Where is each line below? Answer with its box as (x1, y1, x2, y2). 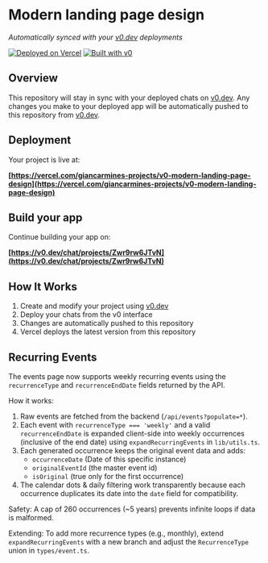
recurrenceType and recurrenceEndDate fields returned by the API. (8, 381, 225, 390)
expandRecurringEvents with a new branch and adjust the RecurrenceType (8, 537, 249, 546)
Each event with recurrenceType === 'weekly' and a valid (19, 420, 211, 429)
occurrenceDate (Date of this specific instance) (31, 454, 187, 464)
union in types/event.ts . (8, 546, 90, 555)
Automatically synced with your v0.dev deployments (8, 32, 183, 42)
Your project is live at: (8, 155, 80, 165)
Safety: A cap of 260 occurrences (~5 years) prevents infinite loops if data (8, 504, 256, 514)
